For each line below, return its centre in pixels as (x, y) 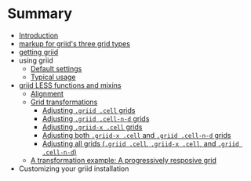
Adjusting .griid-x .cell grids (92, 127)
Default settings (56, 68)
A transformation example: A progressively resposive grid (124, 160)
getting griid (38, 52)
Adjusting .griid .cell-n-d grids (96, 118)
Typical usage (53, 77)
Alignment (47, 93)
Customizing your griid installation (74, 168)
